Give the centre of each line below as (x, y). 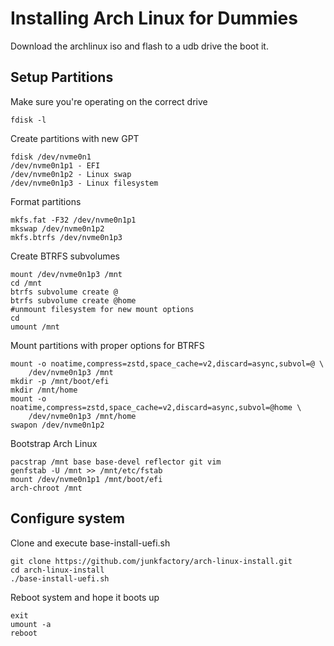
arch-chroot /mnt (46, 488)
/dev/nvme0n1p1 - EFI (55, 165)
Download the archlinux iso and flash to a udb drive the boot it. (139, 46)
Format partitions (46, 201)
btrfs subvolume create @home (73, 300)
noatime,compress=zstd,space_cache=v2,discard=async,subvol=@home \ (156, 407)
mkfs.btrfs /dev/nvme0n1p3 (66, 237)
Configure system (67, 518)
